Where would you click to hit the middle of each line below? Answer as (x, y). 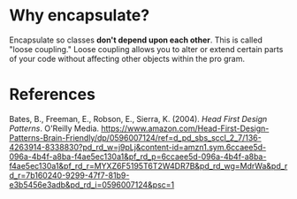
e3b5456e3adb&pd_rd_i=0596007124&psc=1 (92, 184)
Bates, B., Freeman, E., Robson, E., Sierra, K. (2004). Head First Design (138, 119)
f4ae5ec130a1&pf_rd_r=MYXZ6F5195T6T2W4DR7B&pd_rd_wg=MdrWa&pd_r (148, 165)
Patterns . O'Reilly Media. (54, 128)
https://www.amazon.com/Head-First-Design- (185, 128)
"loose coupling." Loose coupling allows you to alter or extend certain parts (146, 49)
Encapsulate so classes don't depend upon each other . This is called (136, 40)
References (52, 95)
